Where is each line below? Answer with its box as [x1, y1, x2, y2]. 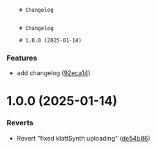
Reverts [6, 118, 34, 128]
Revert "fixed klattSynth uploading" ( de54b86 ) [16, 134, 151, 142]
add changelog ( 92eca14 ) [16, 69, 91, 77]
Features [6, 53, 38, 63]
